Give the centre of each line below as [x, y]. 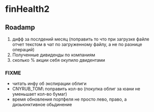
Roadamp [20, 27]
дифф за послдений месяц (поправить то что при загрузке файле [81, 39]
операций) [23, 50]
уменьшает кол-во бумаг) [40, 94]
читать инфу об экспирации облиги [49, 84]
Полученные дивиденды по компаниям [54, 55]
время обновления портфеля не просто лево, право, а [69, 99]
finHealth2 [27, 9]
